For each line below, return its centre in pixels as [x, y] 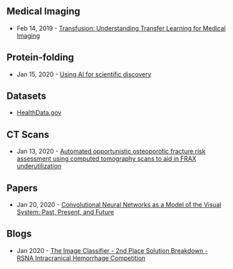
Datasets [26, 96]
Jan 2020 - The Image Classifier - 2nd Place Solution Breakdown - [112, 250]
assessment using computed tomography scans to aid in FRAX [106, 158]
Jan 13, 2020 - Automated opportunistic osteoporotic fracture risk [111, 152]
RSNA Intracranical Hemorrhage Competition [81, 258]
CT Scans [28, 134]
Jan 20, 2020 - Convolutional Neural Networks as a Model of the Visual [119, 205]
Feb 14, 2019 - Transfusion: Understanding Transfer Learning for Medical [121, 28]
